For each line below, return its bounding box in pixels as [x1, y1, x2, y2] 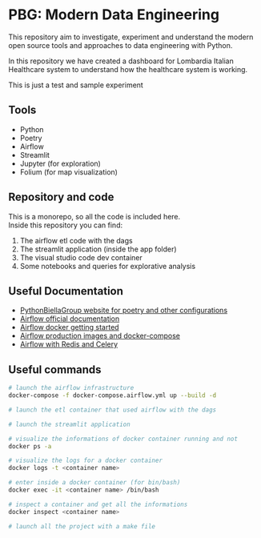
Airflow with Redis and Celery [19, 339, 118, 349]
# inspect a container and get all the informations [8, 500, 188, 508]
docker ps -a [8, 442, 52, 450]
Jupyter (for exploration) [19, 159, 102, 168]
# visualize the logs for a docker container [8, 456, 163, 465]
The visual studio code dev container [19, 252, 143, 262]
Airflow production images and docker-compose [19, 331, 181, 341]
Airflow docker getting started [19, 323, 119, 332]
